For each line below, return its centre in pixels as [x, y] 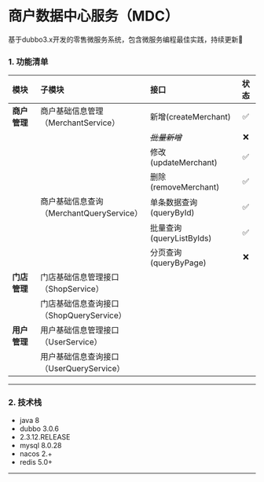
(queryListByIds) [181, 238]
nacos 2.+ [36, 454]
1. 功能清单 [28, 61]
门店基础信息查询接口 [80, 304]
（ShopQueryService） [84, 315]
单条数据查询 [174, 203]
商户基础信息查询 [72, 201]
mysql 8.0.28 [40, 445]
